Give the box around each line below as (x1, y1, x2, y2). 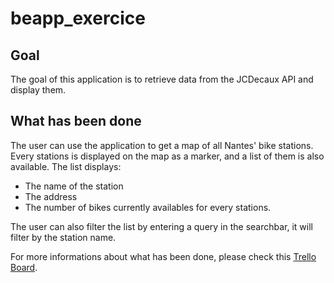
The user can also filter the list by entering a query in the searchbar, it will (10, 220, 313, 232)
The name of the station (24, 180, 124, 192)
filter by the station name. (10, 231, 117, 243)
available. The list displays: (10, 160, 122, 172)
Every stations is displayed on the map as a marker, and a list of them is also (10, 150, 325, 162)
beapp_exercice (10, 7, 146, 30)
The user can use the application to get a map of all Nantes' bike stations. (10, 139, 314, 151)
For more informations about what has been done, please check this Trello (10, 250, 317, 262)
